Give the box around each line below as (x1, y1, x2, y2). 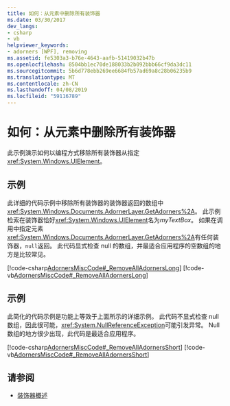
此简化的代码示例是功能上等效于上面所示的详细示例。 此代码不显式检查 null (7, 312, 220, 320)
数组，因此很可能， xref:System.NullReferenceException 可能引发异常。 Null (7, 320, 220, 329)
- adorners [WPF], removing (7, 49, 88, 56)
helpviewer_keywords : (7, 42, 69, 49)
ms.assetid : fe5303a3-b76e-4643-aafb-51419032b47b (7, 55, 155, 62)
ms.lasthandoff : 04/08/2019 (7, 86, 88, 93)
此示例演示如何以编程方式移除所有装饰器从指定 (7, 148, 139, 156)
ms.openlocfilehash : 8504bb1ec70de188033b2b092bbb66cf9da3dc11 (7, 61, 192, 68)
